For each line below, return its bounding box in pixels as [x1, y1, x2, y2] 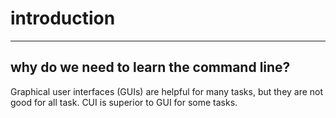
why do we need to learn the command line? [10, 59, 291, 76]
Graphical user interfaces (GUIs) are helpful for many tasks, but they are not [10, 85, 324, 97]
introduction [10, 7, 116, 30]
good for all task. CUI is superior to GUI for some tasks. [10, 96, 238, 108]
